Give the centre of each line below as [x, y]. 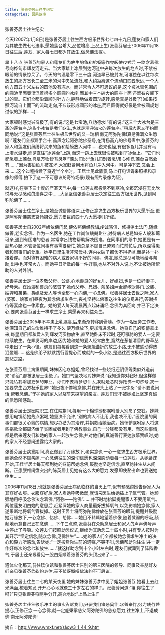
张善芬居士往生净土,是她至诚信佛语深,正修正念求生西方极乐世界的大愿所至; [81, 210]
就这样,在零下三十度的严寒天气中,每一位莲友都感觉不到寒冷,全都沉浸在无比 [81, 188]
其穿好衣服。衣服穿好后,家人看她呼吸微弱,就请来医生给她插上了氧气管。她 [80, 493]
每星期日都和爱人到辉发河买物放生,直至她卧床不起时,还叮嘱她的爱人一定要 [85, 334]
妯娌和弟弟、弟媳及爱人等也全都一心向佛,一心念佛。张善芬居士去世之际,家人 [82, 293]
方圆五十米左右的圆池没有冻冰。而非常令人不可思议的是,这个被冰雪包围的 [83, 87]
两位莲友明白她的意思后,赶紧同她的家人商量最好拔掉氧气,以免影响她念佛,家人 [82, 505]
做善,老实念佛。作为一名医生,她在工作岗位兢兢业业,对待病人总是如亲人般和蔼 [82, 233]
